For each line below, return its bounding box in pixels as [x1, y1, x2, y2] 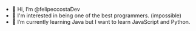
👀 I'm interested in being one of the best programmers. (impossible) [12, 12, 182, 19]
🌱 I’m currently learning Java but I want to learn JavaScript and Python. [12, 18, 191, 25]
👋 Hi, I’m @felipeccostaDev [12, 6, 81, 13]
